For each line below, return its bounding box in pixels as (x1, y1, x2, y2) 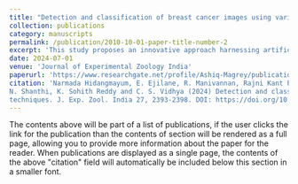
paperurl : (9, 71, 46, 80)
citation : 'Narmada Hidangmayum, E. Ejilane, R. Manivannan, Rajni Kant (9, 79, 284, 88)
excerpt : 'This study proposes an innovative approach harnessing (9, 46, 260, 55)
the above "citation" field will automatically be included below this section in (9, 157, 287, 168)
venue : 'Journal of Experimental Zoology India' (9, 63, 192, 72)
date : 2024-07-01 (9, 54, 74, 63)
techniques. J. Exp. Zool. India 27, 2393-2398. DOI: (9, 95, 213, 104)
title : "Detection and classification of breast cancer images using (9, 12, 272, 22)
